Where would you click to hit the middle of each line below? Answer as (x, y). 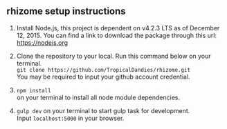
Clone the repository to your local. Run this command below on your (114, 56)
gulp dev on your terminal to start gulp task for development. (103, 110)
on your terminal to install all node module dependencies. (98, 97)
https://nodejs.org (42, 42)
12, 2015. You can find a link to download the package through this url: (117, 35)
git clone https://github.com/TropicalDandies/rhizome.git (103, 70)
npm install (34, 90)
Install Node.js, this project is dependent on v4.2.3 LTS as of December (118, 28)
